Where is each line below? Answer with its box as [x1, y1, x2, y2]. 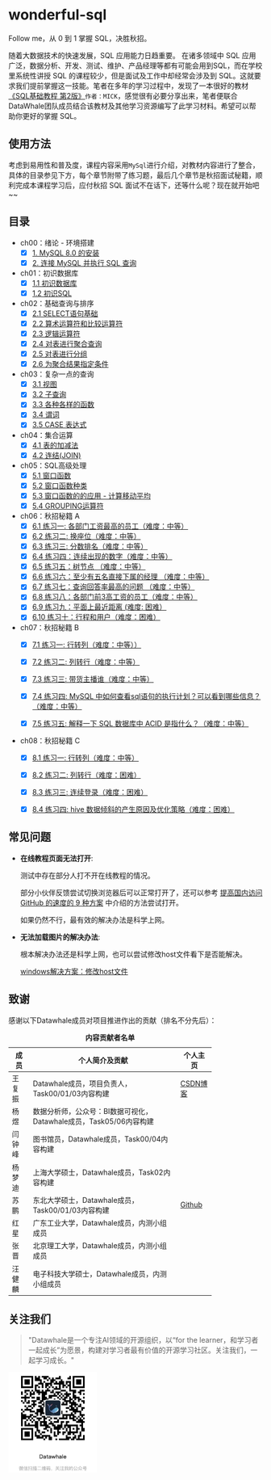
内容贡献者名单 [85, 1032, 135, 1042]
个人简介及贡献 [77, 1055, 128, 1065]
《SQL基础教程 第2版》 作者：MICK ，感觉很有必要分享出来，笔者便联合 [8, 90, 238, 100]
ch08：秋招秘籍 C [19, 735, 81, 745]
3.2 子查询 [31, 389, 67, 399]
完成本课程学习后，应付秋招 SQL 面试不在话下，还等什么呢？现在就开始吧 [15, 180, 260, 190]
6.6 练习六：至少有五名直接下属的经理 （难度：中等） [31, 572, 210, 582]
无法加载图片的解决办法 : [19, 931, 101, 942]
